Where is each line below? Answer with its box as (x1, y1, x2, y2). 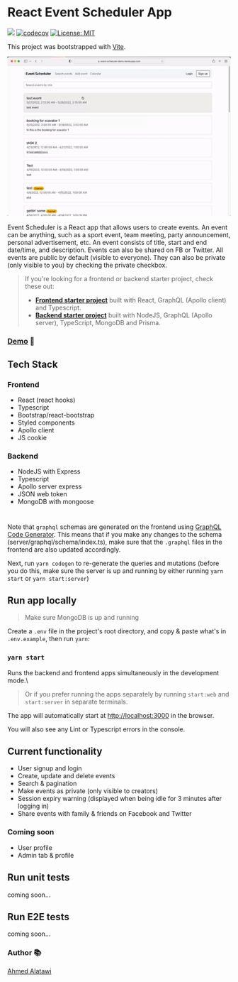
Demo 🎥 (7, 337, 35, 347)
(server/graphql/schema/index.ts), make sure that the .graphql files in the (7, 538, 222, 546)
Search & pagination (17, 779, 77, 788)
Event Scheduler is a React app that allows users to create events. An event (7, 223, 228, 231)
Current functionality (7, 746, 103, 758)
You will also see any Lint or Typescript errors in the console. (7, 725, 186, 733)
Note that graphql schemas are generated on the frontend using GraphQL (7, 523, 222, 531)
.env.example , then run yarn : (7, 635, 90, 643)
